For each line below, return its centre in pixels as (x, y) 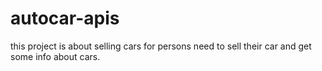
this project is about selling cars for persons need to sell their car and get (161, 46)
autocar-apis (65, 18)
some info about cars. (55, 56)
